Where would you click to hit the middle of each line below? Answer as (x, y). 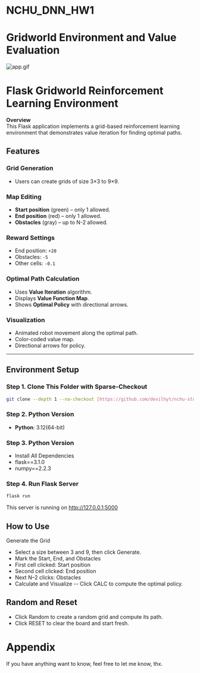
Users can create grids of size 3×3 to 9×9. (67, 181)
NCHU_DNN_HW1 (50, 10)
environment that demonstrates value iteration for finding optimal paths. (94, 133)
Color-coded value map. (45, 339)
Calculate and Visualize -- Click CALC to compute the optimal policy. (99, 584)
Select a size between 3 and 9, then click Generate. (78, 552)
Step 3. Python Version (40, 443)
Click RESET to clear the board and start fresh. (72, 623)
